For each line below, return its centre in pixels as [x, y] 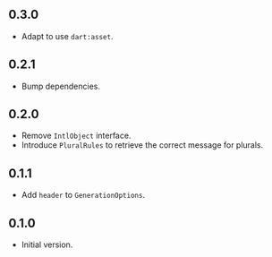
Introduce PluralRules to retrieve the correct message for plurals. [142, 145]
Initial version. [47, 244]
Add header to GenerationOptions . [83, 195]
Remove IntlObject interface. [76, 136]
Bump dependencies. [60, 86]
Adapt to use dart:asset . [67, 36]
